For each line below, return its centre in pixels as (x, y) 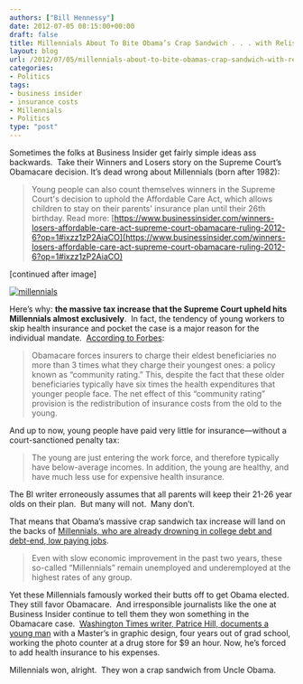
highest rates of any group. (82, 577)
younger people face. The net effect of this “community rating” (148, 394)
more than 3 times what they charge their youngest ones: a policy (153, 365)
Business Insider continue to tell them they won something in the (129, 614)
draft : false (34, 34)
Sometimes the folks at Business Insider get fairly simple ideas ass (133, 153)
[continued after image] (53, 274)
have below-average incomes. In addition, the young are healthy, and (160, 467)
